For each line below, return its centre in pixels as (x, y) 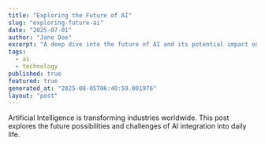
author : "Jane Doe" (40, 37)
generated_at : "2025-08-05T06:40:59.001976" (82, 88)
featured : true (33, 81)
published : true (35, 74)
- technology (37, 67)
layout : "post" (33, 96)
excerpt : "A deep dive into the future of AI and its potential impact (128, 45)
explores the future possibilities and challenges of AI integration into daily (127, 126)
